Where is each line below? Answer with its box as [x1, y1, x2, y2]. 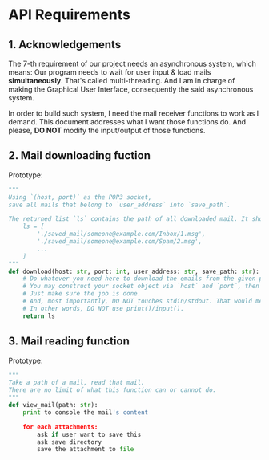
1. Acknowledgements [8, 38, 122, 51]
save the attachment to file [37, 446, 134, 454]
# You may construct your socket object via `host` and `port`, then [22, 283, 260, 291]
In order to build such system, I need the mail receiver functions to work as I [8, 108, 259, 118]
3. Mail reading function [8, 335, 130, 348]
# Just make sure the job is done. [22, 290, 142, 298]
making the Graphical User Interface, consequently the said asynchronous [8, 84, 254, 94]
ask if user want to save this [37, 430, 142, 438]
